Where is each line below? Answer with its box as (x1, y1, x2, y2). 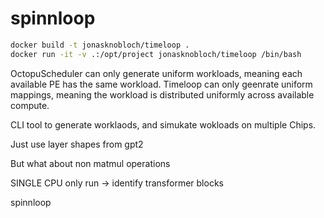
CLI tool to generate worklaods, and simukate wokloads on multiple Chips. (10, 118, 317, 131)
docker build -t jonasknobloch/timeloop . (10, 40, 190, 50)
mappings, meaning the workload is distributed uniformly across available (10, 88, 315, 101)
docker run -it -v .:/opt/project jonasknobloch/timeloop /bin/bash (10, 49, 302, 59)
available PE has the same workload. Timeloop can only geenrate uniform (10, 78, 313, 90)
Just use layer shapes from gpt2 (10, 138, 144, 150)
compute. (10, 99, 50, 111)
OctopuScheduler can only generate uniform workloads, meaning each (10, 67, 303, 79)
